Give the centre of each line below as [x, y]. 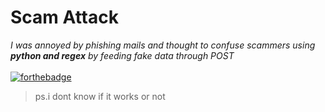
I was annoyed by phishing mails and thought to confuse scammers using [163, 45]
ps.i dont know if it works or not [100, 96]
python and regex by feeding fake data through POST [122, 55]
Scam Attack [64, 17]
